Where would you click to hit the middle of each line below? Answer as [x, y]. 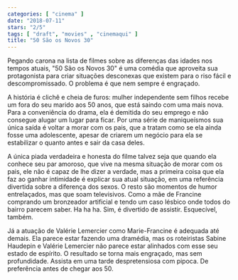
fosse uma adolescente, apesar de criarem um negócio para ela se [105, 135]
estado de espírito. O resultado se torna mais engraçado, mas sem [105, 254]
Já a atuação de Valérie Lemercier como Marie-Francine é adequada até [113, 231]
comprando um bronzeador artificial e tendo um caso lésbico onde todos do [119, 202]
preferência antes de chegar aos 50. [60, 269]
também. [20, 217]
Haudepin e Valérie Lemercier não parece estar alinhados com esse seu [113, 246]
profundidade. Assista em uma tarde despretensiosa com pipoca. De [108, 261]
